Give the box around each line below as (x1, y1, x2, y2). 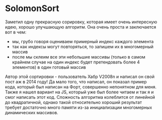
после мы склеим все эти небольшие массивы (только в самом (12, 54, 146, 60)
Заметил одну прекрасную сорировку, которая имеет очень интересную (5, 19, 158, 25)
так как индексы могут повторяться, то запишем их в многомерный (12, 44, 154, 49)
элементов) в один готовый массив (12, 64, 86, 70)
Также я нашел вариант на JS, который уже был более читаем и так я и (5, 89, 154, 95)
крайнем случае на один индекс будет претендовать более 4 (12, 59, 140, 65)
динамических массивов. (5, 109, 58, 115)
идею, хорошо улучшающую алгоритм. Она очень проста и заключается (5, 24, 157, 30)
